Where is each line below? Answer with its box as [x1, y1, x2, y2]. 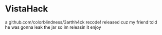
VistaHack [5, 3, 48, 14]
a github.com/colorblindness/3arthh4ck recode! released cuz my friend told [5, 19, 157, 25]
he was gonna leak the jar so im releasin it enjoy [5, 24, 101, 30]
